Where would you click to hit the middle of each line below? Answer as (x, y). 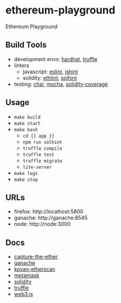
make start (27, 123)
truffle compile (42, 148)
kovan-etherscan (34, 269)
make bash (26, 130)
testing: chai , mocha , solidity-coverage (61, 84)
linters (22, 65)
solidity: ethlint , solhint (50, 78)
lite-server (37, 167)
